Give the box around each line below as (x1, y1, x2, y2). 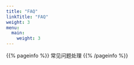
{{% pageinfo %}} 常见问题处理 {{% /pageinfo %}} (6, 52, 128, 59)
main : (11, 30, 25, 36)
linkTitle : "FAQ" (6, 14, 49, 20)
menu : (6, 24, 19, 31)
